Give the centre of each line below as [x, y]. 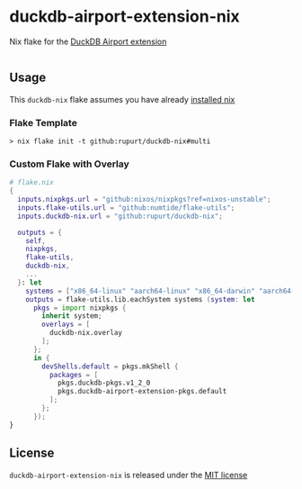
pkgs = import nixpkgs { [80, 308]
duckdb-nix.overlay [86, 333]
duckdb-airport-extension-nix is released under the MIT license [129, 475]
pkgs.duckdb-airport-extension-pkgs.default [142, 392]
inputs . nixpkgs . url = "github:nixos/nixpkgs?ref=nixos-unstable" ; [144, 200]
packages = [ [74, 375]
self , [36, 240]
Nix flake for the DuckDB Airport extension [88, 41]
